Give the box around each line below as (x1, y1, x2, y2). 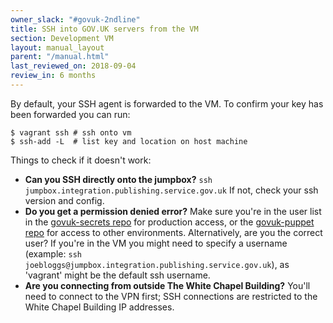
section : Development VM (10, 33, 114, 43)
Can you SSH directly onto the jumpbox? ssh (24, 173, 213, 185)
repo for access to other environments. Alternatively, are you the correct (24, 226, 323, 238)
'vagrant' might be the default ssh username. (24, 269, 211, 281)
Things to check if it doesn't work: (10, 154, 152, 166)
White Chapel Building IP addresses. (24, 301, 175, 313)
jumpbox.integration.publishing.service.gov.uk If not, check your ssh (24, 184, 319, 196)
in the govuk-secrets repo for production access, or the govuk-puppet (24, 216, 315, 228)
